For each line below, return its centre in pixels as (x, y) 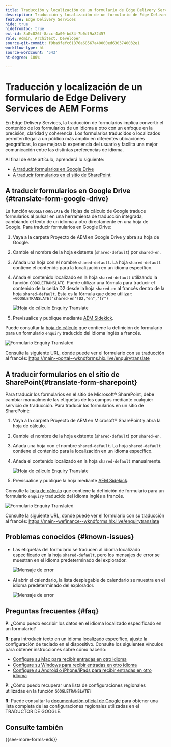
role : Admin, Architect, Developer (43, 39)
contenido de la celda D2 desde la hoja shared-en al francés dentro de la (89, 289)
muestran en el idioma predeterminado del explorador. (70, 560)
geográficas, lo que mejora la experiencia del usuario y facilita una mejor (81, 144)
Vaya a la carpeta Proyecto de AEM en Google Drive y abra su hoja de (86, 237)
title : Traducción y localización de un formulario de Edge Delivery (81, 10)
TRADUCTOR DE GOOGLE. (33, 711)
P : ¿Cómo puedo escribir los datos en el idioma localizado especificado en (83, 623)
